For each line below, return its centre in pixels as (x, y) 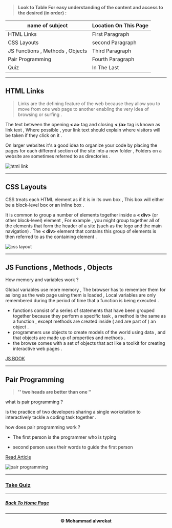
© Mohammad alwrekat (86, 521)
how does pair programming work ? (43, 427)
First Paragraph (111, 34)
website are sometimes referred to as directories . (58, 156)
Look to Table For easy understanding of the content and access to (90, 7)
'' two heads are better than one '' (55, 392)
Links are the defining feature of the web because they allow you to (89, 103)
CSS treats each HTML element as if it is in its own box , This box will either (85, 199)
